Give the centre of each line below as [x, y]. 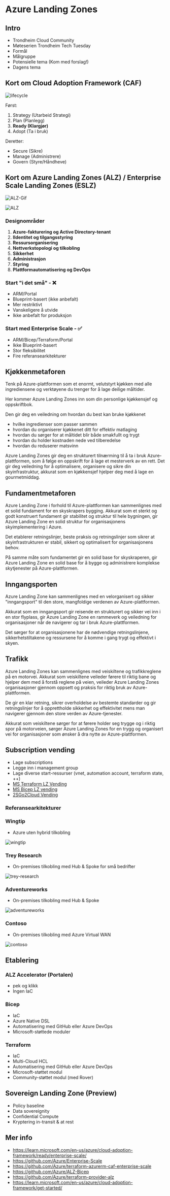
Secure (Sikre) [28, 151]
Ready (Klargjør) [30, 126]
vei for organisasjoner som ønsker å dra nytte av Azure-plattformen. [76, 734]
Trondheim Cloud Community [43, 40]
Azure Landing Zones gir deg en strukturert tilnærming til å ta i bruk [76, 456]
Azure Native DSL [31, 1021]
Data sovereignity [31, 1111]
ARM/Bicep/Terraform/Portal [42, 340]
